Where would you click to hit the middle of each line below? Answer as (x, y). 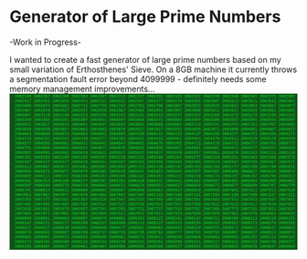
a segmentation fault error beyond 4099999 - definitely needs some (138, 78)
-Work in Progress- (46, 42)
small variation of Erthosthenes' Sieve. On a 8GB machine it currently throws (153, 69)
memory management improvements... (82, 88)
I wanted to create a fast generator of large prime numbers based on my (145, 59)
